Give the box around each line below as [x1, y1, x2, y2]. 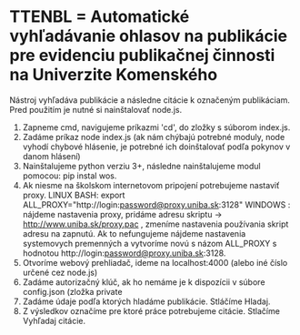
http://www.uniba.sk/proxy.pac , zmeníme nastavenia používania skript [22, 218, 289, 229]
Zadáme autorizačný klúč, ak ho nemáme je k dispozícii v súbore [22, 276, 265, 288]
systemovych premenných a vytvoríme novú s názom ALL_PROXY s [22, 238, 277, 249]
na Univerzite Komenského [9, 65, 218, 86]
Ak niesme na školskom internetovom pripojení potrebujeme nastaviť [22, 179, 280, 190]
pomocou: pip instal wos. [22, 170, 117, 181]
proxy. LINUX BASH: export [22, 189, 125, 200]
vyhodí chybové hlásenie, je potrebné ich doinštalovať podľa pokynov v [22, 141, 291, 152]
